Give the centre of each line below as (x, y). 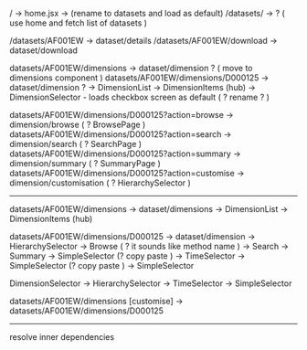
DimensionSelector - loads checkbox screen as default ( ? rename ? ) (139, 97)
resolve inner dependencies (62, 337)
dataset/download (43, 50)
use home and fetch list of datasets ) (79, 23)
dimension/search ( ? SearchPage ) (76, 144)
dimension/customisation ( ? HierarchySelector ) (101, 183)
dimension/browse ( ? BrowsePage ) (78, 124)
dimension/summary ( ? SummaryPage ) (85, 163)
